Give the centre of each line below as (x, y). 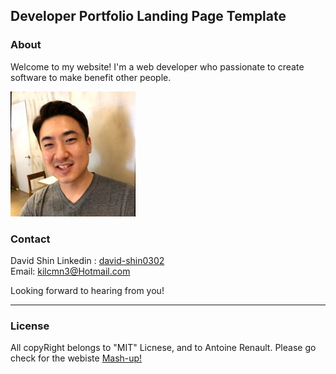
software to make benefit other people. (91, 77)
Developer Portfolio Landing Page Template (148, 16)
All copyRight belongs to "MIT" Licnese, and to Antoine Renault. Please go (163, 348)
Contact (30, 239)
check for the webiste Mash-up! (76, 358)
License (30, 326)
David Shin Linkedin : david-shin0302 (87, 260)
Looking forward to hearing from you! (87, 290)
